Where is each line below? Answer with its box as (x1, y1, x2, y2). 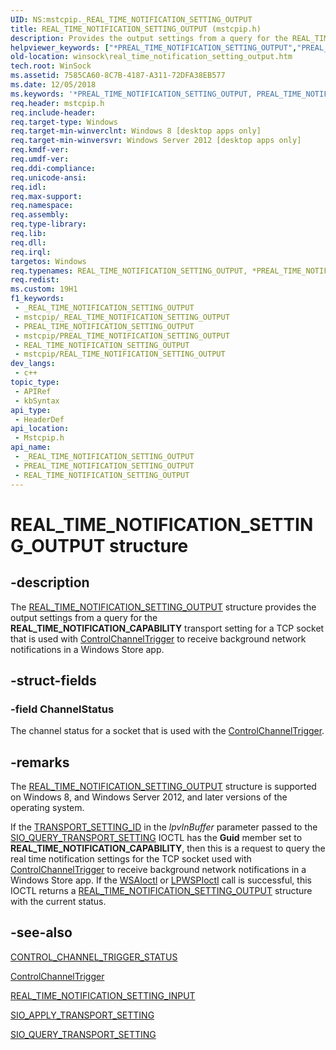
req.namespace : (10, 201, 74, 211)
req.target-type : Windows (10, 117, 118, 127)
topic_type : (10, 377, 60, 387)
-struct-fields (10, 672, 97, 689)
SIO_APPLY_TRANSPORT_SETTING (10, 1009, 155, 1021)
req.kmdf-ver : (10, 145, 70, 155)
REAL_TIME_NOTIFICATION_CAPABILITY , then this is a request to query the (10, 842, 326, 854)
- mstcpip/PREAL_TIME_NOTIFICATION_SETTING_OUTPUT (14, 331, 230, 341)
